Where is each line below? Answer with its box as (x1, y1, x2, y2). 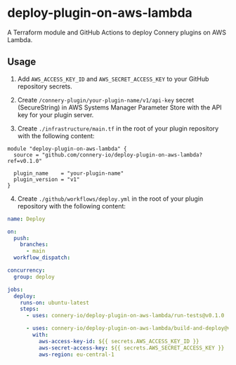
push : (13, 234, 30, 241)
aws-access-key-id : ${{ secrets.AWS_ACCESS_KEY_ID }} (38, 338, 199, 345)
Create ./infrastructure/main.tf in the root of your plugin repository (17, 124, 219, 133)
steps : (20, 305, 39, 313)
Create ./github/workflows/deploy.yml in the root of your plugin (17, 194, 204, 203)
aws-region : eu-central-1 (38, 351, 114, 358)
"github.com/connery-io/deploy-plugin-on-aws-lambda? (41, 151, 202, 159)
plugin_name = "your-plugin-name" (13, 170, 124, 177)
